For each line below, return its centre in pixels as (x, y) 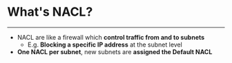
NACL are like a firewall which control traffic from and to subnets (111, 37)
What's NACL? (50, 12)
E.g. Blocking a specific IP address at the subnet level (105, 45)
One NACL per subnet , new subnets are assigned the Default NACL (115, 51)
